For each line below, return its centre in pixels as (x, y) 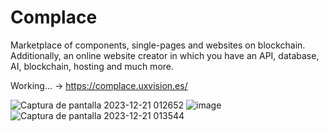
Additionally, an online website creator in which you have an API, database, (165, 55)
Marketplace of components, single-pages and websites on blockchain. (158, 45)
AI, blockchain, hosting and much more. (92, 66)
